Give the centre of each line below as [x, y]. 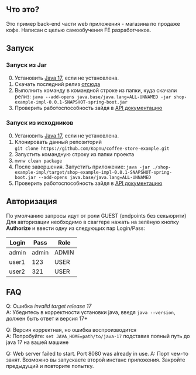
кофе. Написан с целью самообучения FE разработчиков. [79, 30]
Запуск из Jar [26, 65]
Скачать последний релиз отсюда [57, 84]
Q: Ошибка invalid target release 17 [49, 306]
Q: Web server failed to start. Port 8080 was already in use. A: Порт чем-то [97, 354]
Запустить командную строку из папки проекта [74, 154]
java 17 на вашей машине [37, 342]
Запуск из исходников [40, 123]
